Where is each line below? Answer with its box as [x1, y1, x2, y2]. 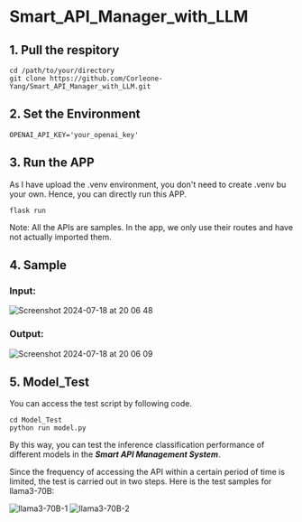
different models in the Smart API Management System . [9, 449, 221, 460]
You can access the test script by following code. [9, 398, 192, 409]
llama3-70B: [9, 486, 55, 497]
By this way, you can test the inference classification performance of [9, 440, 265, 451]
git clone [9, 74, 47, 83]
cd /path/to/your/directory [9, 66, 115, 75]
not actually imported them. [9, 231, 112, 242]
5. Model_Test [9, 375, 90, 389]
